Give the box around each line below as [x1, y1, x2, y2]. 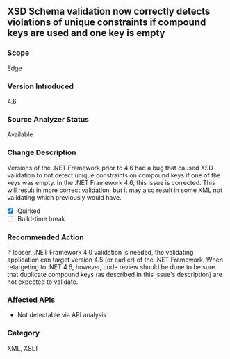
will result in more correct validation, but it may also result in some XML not [7, 186, 223, 194]
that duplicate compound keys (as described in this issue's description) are [7, 271, 222, 278]
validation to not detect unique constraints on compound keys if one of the [7, 170, 221, 179]
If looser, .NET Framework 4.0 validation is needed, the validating [7, 248, 194, 256]
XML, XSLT [7, 344, 40, 352]
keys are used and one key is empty [7, 27, 165, 39]
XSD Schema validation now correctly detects [7, 6, 211, 17]
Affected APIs [7, 295, 56, 305]
